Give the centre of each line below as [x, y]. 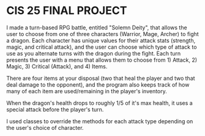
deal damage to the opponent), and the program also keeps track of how [98, 84]
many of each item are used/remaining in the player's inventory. [87, 91]
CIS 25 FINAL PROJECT [67, 11]
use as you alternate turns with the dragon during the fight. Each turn [94, 53]
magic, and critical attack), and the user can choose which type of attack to [102, 47]
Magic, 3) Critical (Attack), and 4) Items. [57, 66]
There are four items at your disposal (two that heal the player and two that [101, 78]
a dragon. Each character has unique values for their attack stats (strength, [101, 40]
